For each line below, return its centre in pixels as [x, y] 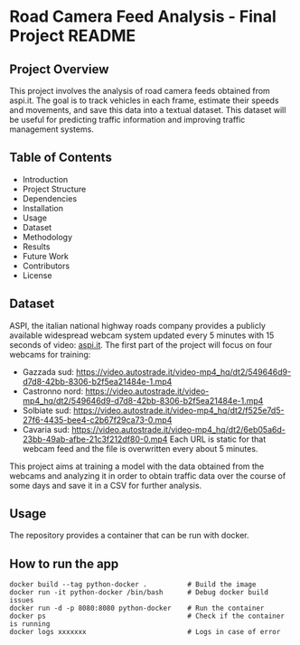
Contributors [46, 266]
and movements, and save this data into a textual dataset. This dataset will [148, 110]
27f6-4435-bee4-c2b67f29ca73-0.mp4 [97, 420]
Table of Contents [61, 158]
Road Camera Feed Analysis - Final [143, 17]
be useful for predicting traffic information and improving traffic [127, 120]
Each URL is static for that [218, 439]
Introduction [45, 179]
